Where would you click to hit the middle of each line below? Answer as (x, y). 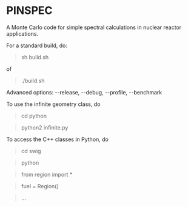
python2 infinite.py (45, 127)
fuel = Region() (40, 186)
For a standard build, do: (37, 45)
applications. (22, 33)
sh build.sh (35, 57)
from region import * (47, 174)
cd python (34, 116)
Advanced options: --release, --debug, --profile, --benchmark (84, 92)
